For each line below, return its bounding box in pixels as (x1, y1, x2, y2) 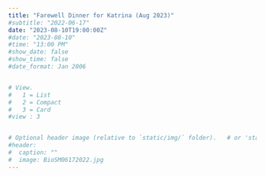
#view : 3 (8, 113, 41, 121)
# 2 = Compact (8, 98, 62, 106)
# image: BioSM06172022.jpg (8, 156, 104, 163)
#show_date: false (8, 48, 69, 56)
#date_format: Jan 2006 (8, 63, 87, 71)
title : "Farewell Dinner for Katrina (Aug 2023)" (8, 11, 175, 20)
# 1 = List (8, 91, 51, 99)
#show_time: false (8, 56, 69, 64)
